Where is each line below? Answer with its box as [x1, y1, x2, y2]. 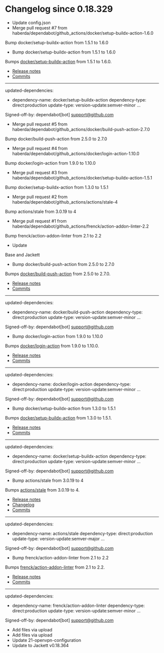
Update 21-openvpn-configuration [12, 637, 82, 643]
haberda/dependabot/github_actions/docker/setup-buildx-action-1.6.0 [12, 30, 154, 36]
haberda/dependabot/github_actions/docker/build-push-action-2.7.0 [12, 126, 150, 132]
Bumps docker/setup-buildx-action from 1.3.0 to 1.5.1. [5, 415, 112, 420]
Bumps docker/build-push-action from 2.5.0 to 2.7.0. [5, 271, 111, 277]
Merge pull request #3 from [12, 169, 68, 175]
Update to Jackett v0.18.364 [12, 642, 69, 648]
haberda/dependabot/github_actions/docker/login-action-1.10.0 [12, 151, 140, 157]
